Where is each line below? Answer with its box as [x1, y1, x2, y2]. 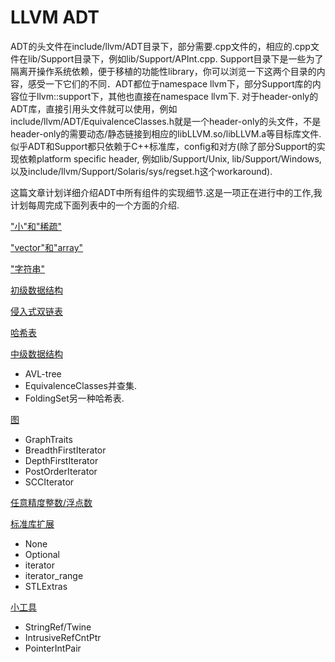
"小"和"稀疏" [10, 220, 63, 232]
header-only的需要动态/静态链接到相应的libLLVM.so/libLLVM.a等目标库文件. [10, 127, 322, 140]
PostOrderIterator [24, 465, 98, 477]
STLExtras [24, 580, 68, 592]
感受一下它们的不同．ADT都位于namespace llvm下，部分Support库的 [27, 77, 313, 90]
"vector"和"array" [10, 241, 84, 253]
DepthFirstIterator [24, 454, 99, 466]
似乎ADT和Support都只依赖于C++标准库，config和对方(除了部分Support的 [10, 140, 317, 152]
